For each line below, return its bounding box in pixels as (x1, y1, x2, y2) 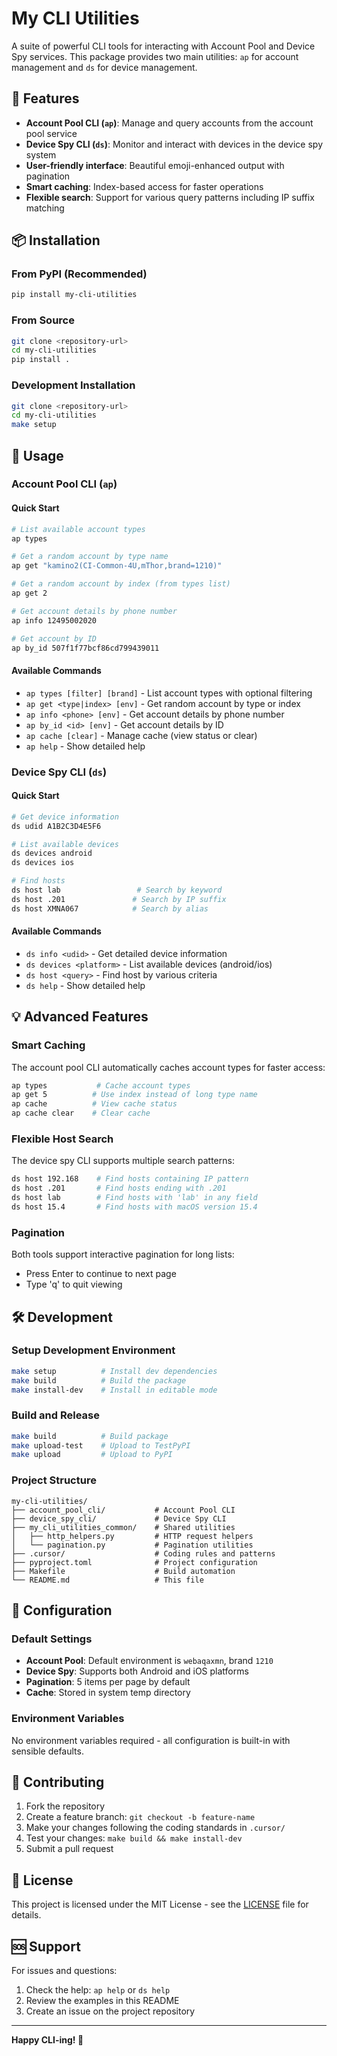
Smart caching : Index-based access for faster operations (25, 180, 264, 192)
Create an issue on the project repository (25, 2005, 196, 2017)
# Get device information (11, 812, 119, 822)
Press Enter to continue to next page (25, 1268, 177, 1280)
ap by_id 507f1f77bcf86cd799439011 (11, 643, 160, 653)
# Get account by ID (11, 633, 98, 644)
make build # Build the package (11, 1375, 187, 1386)
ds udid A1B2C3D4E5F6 (11, 821, 102, 831)
